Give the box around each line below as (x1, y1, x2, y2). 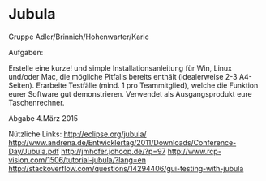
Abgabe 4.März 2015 (8, 113, 79, 123)
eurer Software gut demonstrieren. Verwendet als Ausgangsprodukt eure (8, 88, 253, 98)
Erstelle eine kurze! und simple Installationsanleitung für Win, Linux (8, 62, 233, 73)
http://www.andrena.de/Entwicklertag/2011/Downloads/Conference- (8, 137, 237, 147)
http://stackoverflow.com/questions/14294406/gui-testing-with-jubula (8, 163, 244, 173)
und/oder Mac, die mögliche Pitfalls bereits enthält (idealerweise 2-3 (8, 71, 238, 81)
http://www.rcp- (167, 146, 221, 156)
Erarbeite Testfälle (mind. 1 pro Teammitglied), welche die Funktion (36, 80, 259, 90)
